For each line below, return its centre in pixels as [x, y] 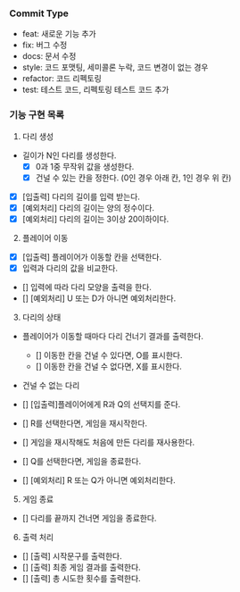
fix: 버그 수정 [45, 45]
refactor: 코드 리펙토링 [62, 79]
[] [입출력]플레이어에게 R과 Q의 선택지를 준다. [101, 404]
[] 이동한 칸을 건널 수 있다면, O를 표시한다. [109, 355]
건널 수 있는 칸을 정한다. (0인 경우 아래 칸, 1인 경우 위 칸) [133, 178]
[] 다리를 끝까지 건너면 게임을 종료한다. [89, 518]
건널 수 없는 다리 [51, 386]
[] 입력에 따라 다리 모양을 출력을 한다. [87, 288]
